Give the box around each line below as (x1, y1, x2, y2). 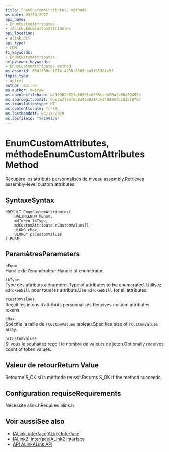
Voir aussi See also (5, 417, 65, 426)
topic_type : (5, 73, 30, 79)
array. (5, 326, 18, 332)
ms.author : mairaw (5, 87, 44, 93)
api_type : (5, 41, 26, 46)
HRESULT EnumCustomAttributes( (5, 209, 71, 214)
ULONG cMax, (14, 227, 39, 232)
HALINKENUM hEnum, (14, 214, 53, 219)
